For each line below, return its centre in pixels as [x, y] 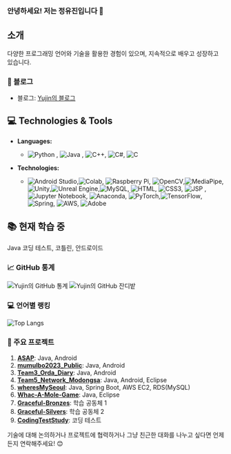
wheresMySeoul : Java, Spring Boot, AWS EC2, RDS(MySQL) [104, 387]
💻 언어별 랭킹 [29, 305]
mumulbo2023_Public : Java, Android [71, 365]
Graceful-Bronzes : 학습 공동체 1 [62, 403]
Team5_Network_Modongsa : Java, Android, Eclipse [92, 380]
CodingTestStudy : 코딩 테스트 [59, 420]
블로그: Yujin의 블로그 [46, 98]
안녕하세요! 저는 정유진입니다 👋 [56, 10]
